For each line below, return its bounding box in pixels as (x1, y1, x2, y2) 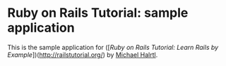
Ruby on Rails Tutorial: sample (7, 5, 189, 21)
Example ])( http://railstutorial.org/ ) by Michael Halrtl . (7, 51, 158, 59)
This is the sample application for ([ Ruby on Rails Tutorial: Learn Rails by (7, 43, 219, 51)
